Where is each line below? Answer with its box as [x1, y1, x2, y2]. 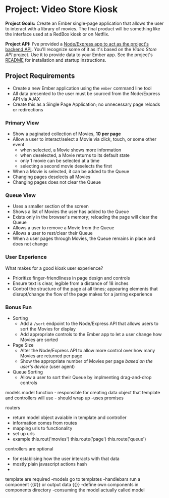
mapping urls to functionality [12, 425, 73, 431]
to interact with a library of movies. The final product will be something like [5, 25, 160, 31]
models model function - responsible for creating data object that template [5, 389, 160, 395]
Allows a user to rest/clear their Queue [12, 230, 93, 236]
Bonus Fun [5, 304, 32, 311]
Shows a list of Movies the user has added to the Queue [12, 209, 129, 215]
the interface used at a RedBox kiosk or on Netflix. [5, 31, 109, 37]
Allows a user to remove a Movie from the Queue [12, 225, 115, 231]
